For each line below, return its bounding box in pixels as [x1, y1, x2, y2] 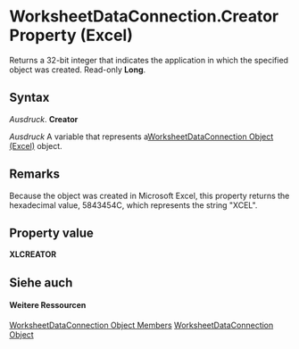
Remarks [9, 167, 61, 182]
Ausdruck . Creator [9, 113, 79, 124]
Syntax [9, 90, 50, 105]
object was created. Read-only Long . [9, 64, 146, 75]
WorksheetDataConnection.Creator [9, 6, 279, 27]
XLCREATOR [9, 249, 56, 260]
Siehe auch [9, 275, 73, 290]
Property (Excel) [9, 25, 134, 46]
